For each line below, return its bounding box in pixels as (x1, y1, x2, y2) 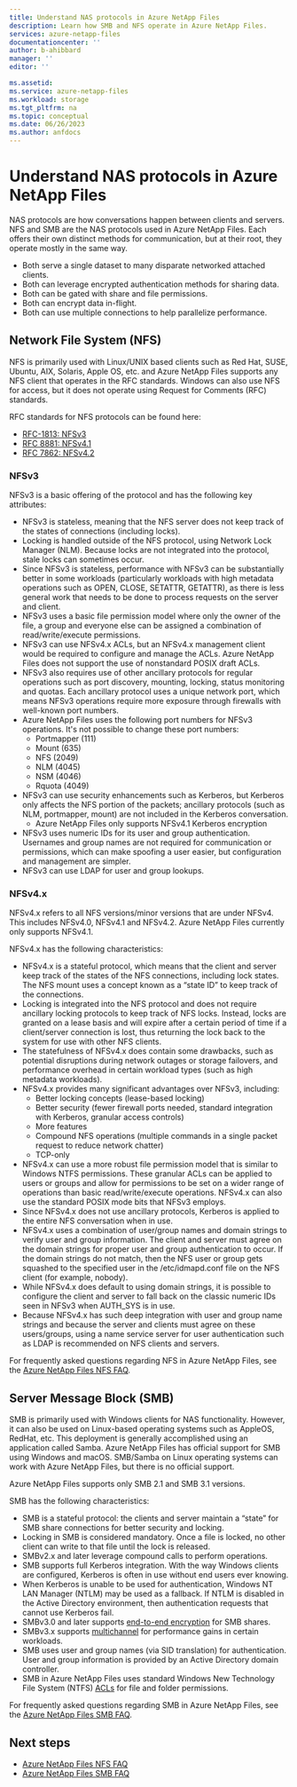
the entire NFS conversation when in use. (21, 1215, 173, 1226)
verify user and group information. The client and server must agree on (21, 1235, 282, 1245)
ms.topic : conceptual (9, 112, 90, 121)
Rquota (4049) (35, 780, 90, 791)
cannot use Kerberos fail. (21, 1608, 114, 1618)
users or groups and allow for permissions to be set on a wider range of (21, 1178, 285, 1189)
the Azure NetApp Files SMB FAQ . (9, 1710, 133, 1720)
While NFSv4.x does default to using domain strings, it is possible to (21, 1282, 271, 1293)
